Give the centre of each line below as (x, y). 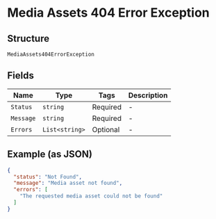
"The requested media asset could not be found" (91, 196)
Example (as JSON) (50, 154)
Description (148, 95)
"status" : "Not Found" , (48, 177)
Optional (106, 129)
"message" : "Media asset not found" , (68, 183)
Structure (28, 39)
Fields (21, 75)
